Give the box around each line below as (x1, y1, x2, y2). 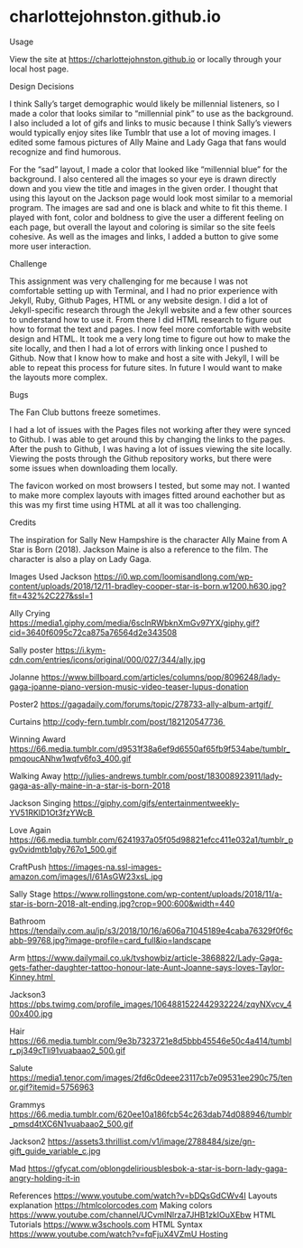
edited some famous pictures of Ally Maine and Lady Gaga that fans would (9, 136, 287, 147)
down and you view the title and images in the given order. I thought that (9, 183, 278, 193)
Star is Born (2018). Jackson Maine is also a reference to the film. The (9, 544, 269, 555)
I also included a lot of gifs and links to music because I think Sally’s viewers (9, 117, 292, 128)
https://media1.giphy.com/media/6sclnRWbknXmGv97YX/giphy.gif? (9, 617, 260, 628)
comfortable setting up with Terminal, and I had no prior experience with (9, 285, 278, 296)
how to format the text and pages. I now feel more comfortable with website (9, 324, 291, 334)
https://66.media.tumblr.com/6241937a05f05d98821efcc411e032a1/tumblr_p (9, 834, 294, 845)
